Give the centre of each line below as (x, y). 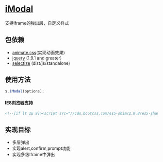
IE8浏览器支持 (19, 103)
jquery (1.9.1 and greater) (37, 58)
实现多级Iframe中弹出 (33, 155)
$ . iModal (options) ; (25, 91)
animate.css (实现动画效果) (39, 53)
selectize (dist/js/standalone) (41, 63)
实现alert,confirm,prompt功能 (41, 148)
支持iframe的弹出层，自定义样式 (37, 23)
